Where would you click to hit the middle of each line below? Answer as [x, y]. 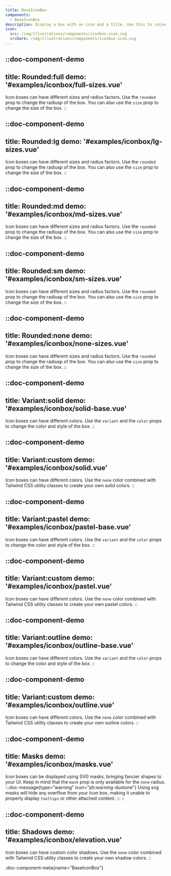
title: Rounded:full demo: [46, 77]
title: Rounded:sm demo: [46, 271]
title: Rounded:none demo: [49, 336]
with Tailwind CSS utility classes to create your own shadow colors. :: [78, 858]
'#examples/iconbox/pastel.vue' [59, 586]
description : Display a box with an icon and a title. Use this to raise [86, 24]
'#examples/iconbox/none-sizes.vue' [67, 344]
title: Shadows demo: [40, 832]
